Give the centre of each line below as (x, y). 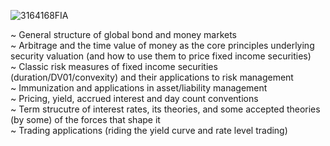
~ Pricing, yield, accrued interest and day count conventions (134, 98)
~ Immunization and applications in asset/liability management (139, 88)
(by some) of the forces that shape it (85, 119)
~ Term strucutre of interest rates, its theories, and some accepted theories (165, 109)
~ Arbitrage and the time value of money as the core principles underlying (162, 45)
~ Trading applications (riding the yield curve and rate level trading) (149, 130)
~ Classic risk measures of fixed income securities (114, 66)
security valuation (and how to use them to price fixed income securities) (161, 56)
